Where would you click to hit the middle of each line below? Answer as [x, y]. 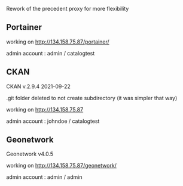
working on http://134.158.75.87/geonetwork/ [61, 166]
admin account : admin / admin [44, 177]
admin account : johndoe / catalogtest [53, 121]
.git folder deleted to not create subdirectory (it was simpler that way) [92, 98]
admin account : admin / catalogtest [51, 53]
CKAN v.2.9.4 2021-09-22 [38, 86]
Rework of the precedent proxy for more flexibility [68, 9]
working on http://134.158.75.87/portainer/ [58, 42]
